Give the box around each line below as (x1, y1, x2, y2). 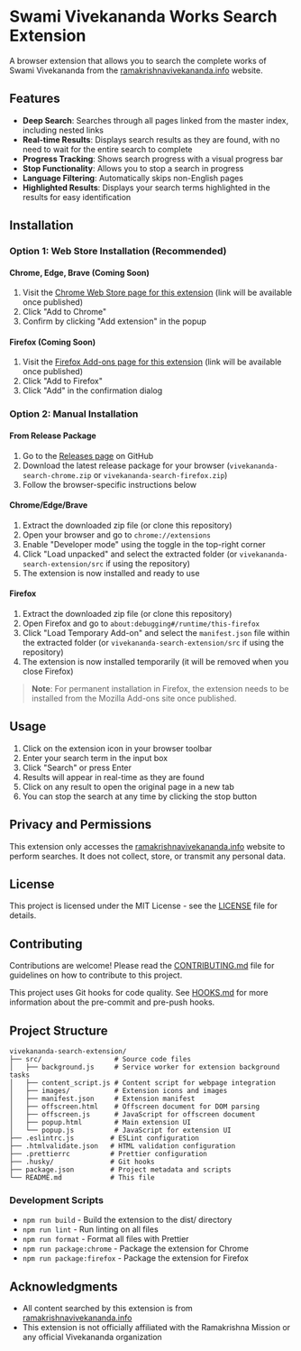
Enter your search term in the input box (22, 752, 169, 763)
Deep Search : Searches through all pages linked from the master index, (22, 115, 289, 125)
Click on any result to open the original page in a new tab (22, 781, 234, 792)
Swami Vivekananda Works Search (9, 6, 278, 27)
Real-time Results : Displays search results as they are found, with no (22, 133, 280, 145)
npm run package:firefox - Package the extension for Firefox (22, 1253, 250, 1264)
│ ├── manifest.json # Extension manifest (9, 1094, 196, 1104)
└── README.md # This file (9, 1173, 155, 1182)
